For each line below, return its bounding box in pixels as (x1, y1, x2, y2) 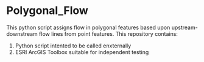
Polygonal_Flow (6, 4, 88, 18)
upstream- (171, 24, 198, 31)
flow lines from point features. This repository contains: (38, 30, 178, 37)
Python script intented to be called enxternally (15, 42, 132, 49)
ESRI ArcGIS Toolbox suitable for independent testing (15, 48, 149, 55)
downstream (6, 30, 38, 37)
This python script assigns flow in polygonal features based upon (6, 24, 171, 31)
